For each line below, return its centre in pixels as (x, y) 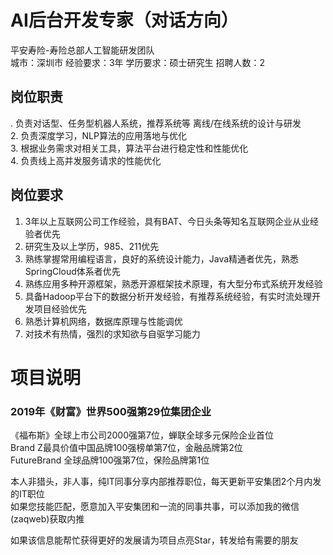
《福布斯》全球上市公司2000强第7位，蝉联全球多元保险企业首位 (142, 435)
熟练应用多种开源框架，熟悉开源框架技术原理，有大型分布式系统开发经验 (173, 283)
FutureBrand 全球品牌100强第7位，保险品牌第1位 (110, 460)
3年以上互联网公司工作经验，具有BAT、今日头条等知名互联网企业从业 (167, 221)
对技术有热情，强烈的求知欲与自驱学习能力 (112, 333)
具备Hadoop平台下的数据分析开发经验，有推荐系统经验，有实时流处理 (168, 296)
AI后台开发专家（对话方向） (124, 20)
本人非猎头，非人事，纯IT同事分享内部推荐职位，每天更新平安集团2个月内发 (166, 482)
